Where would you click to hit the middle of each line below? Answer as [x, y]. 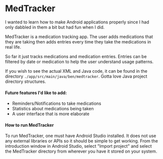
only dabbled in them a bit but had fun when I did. [55, 27]
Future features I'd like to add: [36, 93]
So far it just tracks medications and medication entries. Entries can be [76, 56]
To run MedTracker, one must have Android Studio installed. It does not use [81, 136]
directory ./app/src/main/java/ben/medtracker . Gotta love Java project [76, 76]
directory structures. [26, 81]
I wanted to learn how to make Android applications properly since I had [77, 22]
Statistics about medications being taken [53, 109]
